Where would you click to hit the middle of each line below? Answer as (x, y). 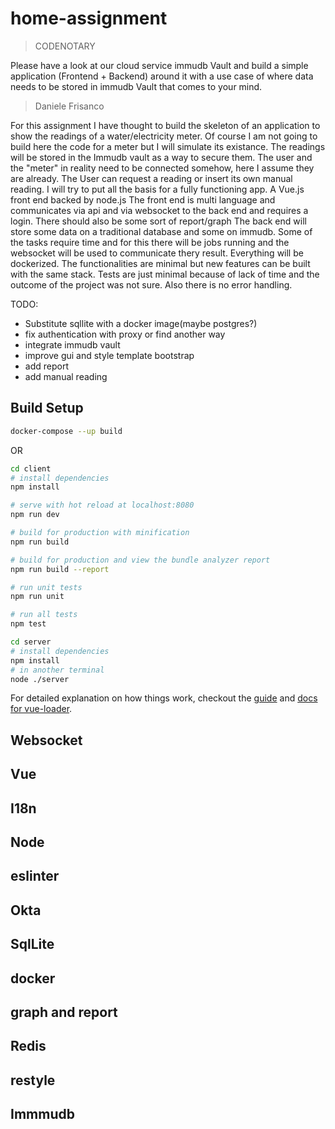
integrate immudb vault (72, 344)
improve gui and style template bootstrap (109, 355)
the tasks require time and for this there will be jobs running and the (150, 242)
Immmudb (42, 1114)
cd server (31, 642)
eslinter (35, 876)
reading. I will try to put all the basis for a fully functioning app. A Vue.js (157, 189)
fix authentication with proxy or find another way (125, 334)
